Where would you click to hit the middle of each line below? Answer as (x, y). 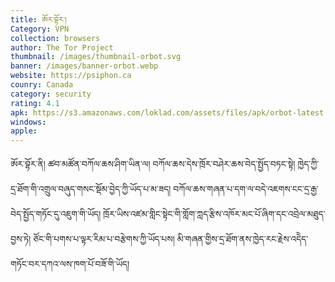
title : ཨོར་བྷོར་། (38, 19)
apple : (24, 131)
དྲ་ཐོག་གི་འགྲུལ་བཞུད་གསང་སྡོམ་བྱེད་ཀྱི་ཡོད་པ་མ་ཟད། (91, 189)
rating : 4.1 (35, 103)
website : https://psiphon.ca (71, 76)
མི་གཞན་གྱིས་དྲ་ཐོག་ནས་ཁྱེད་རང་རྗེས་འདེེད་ (242, 239)
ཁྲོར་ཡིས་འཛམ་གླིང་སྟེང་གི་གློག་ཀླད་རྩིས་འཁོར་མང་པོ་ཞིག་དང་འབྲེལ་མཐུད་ (214, 214)
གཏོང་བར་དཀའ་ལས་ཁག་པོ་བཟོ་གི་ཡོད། (70, 264)
